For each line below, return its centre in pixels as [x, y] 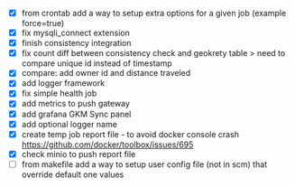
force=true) [43, 23]
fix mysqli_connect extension [75, 33]
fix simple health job [59, 93]
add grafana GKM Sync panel [76, 114]
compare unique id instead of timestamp [97, 63]
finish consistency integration [76, 43]
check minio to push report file [78, 154]
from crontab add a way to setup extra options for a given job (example [154, 13]
